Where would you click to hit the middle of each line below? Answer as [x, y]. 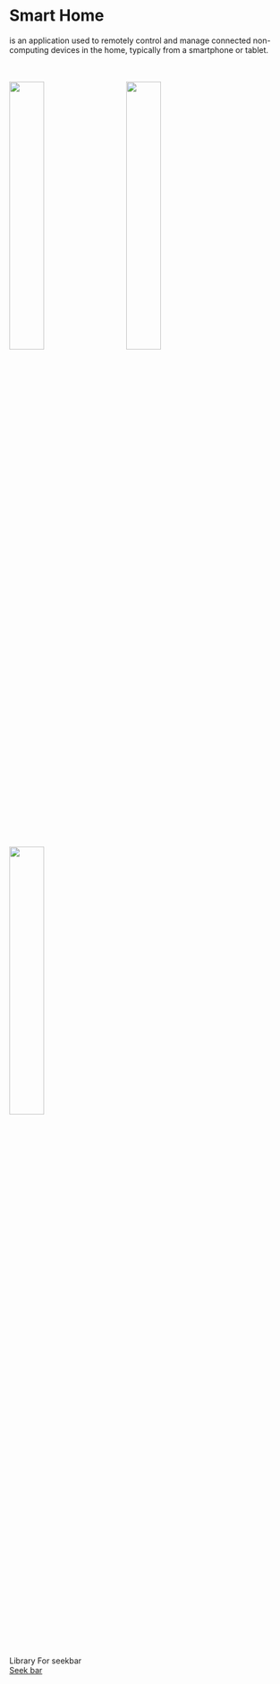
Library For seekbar [46, 1661]
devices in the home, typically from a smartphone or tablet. [160, 49]
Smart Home [57, 16]
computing [29, 49]
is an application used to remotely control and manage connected [130, 40]
